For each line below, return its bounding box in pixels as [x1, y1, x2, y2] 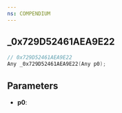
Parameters [7, 80, 59, 92]
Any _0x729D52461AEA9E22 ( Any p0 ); [7, 60, 107, 68]
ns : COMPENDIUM [7, 10, 51, 17]
